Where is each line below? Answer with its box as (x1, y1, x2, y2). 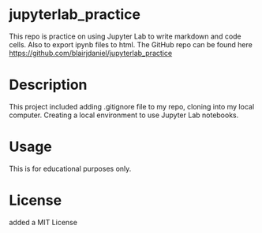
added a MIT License (9, 217, 78, 227)
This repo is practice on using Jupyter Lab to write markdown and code (9, 31, 241, 41)
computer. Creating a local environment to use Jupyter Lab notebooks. (9, 110, 239, 120)
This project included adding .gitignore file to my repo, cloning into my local (9, 102, 255, 111)
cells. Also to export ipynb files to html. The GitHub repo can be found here (9, 39, 253, 49)
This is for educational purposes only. (9, 164, 132, 173)
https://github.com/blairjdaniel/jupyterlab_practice (9, 48, 173, 57)
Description (9, 76, 88, 94)
